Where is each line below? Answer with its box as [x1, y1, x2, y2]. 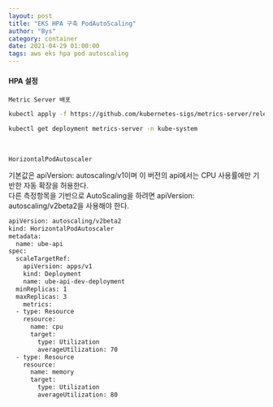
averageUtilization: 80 [37, 391, 118, 399]
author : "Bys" [8, 27, 57, 35]
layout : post [8, 11, 53, 20]
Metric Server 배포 [8, 96, 71, 104]
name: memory [29, 368, 75, 376]
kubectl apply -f [8, 110, 67, 119]
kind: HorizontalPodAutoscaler [8, 224, 115, 232]
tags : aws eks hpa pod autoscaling [8, 50, 129, 58]
